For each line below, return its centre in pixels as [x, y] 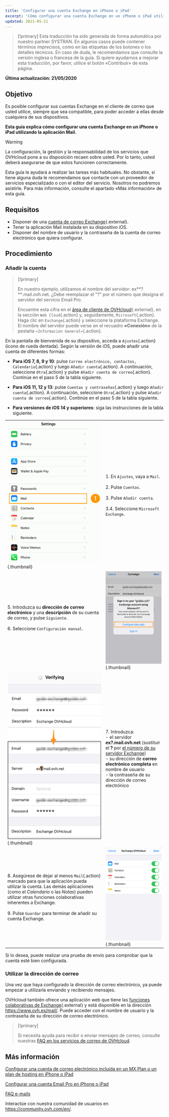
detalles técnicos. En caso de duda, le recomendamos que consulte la [90, 53]
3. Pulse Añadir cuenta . [130, 498]
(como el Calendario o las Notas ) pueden [50, 892]
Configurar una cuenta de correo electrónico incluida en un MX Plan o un [81, 1069]
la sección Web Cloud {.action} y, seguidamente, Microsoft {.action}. [87, 315]
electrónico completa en [131, 764]
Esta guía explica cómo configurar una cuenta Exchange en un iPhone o [82, 127]
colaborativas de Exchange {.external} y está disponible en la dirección [78, 1005]
